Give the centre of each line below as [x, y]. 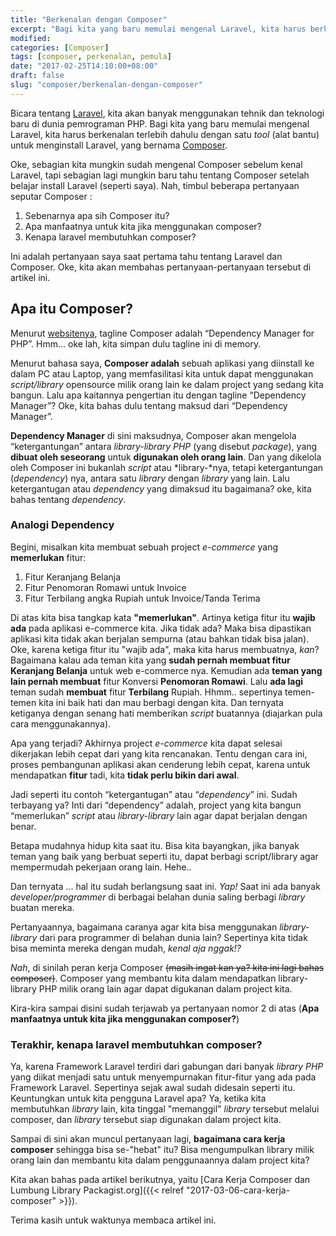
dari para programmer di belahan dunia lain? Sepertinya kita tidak [173, 937]
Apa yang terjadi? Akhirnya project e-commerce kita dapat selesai [146, 743]
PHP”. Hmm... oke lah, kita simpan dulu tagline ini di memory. [136, 343]
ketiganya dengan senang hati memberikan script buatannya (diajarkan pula [166, 713]
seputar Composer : [51, 196]
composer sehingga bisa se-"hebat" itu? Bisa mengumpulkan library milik [162, 1150]
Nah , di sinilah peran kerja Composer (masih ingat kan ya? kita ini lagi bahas [167, 967]
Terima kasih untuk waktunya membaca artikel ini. [113, 1220]
